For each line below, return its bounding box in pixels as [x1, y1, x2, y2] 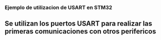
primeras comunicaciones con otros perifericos [4, 27, 156, 36]
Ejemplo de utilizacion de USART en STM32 [4, 4, 112, 11]
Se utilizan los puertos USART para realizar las [4, 19, 152, 28]
